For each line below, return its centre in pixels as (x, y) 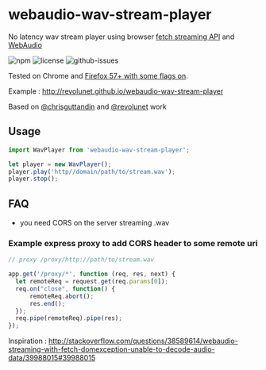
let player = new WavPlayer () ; (60, 164)
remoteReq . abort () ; (61, 296)
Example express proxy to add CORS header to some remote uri (133, 243)
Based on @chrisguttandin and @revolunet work (87, 106)
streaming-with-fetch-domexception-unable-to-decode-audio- (112, 349)
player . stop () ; (33, 179)
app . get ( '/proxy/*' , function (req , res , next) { (92, 274)
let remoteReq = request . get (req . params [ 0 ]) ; (92, 282)
